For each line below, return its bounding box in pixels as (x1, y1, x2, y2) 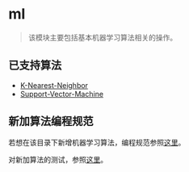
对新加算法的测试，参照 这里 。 (8, 154, 107, 164)
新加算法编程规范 (8, 115, 94, 128)
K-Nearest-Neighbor (19, 80, 89, 90)
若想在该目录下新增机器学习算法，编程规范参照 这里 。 (8, 137, 186, 147)
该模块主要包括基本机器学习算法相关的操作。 (27, 32, 178, 42)
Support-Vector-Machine (19, 89, 103, 99)
